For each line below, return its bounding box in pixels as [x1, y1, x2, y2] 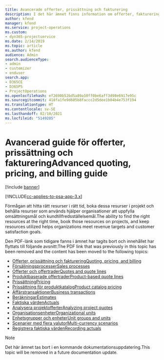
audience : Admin [5, 52, 38, 57]
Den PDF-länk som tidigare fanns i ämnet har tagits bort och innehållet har [5, 238, 155, 244]
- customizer [5, 66, 32, 71]
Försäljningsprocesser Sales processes [12, 263, 90, 269]
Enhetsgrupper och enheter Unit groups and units [12, 315, 111, 321]
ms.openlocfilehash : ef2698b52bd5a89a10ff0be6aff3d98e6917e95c [5, 93, 137, 98]
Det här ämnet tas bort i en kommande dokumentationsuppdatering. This [5, 344, 150, 350]
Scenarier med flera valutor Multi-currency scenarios [12, 320, 118, 326]
